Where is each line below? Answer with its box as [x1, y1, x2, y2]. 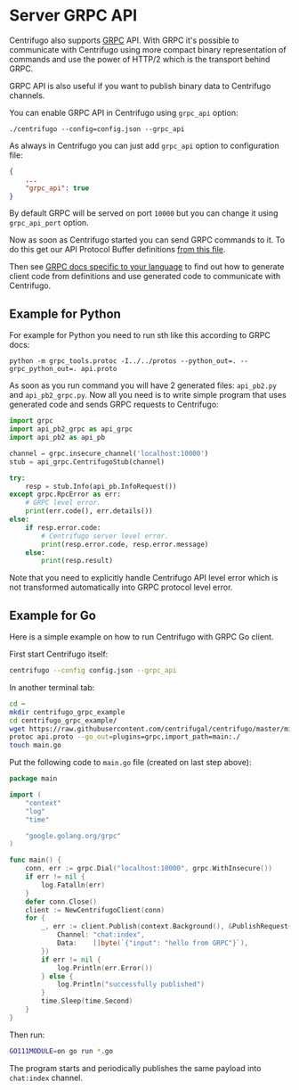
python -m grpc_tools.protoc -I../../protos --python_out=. [9, 357, 238, 366]
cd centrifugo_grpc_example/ [9, 715, 117, 725]
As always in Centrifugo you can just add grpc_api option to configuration [9, 140, 279, 151]
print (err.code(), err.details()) [25, 507, 153, 516]
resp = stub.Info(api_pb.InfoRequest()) [25, 482, 177, 491]
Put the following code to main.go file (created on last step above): [9, 757, 252, 768]
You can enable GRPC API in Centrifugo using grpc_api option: [9, 107, 238, 118]
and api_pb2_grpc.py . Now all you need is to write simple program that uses [9, 390, 287, 400]
